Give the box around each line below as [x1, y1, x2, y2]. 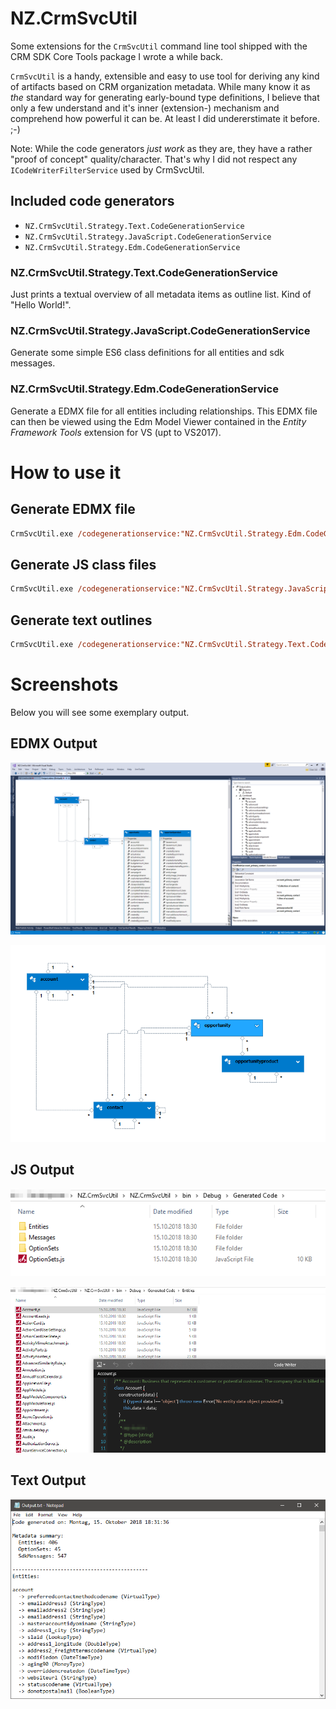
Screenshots [10, 673, 119, 696]
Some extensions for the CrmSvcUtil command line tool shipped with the [10, 40, 308, 52]
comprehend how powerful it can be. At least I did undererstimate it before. [10, 112, 320, 124]
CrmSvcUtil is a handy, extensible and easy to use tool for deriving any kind [10, 70, 320, 82]
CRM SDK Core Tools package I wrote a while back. [10, 50, 224, 62]
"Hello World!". [10, 299, 72, 311]
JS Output [10, 1162, 75, 1179]
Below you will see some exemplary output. [10, 706, 190, 718]
